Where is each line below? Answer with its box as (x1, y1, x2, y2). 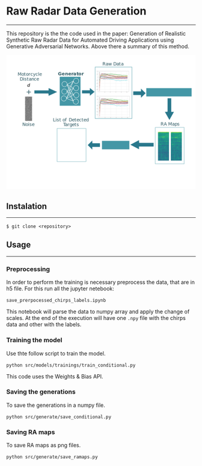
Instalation (6, 201, 47, 211)
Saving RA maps (6, 427, 55, 436)
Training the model (6, 336, 63, 345)
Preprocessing (6, 264, 50, 273)
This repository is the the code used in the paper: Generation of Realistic (6, 30, 186, 37)
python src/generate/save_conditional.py (6, 413, 112, 420)
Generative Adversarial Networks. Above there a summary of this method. (6, 42, 189, 49)
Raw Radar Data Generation (6, 4, 147, 18)
